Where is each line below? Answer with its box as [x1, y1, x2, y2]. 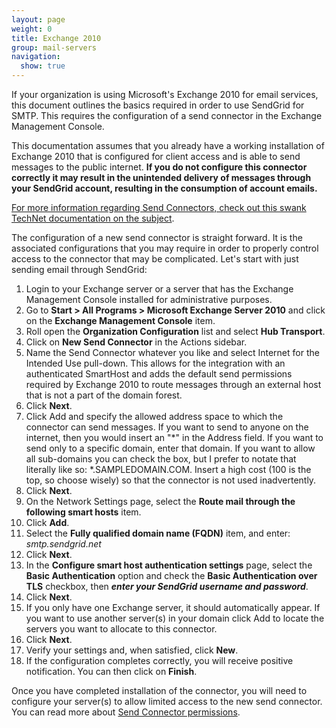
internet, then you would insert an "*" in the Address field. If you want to [25, 432, 324, 443]
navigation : [11, 52, 61, 62]
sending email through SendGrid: [11, 264, 148, 275]
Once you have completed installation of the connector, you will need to [11, 685, 308, 696]
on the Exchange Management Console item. [25, 315, 216, 326]
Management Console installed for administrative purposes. [25, 294, 273, 305]
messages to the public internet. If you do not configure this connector [11, 161, 308, 173]
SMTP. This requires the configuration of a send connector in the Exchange [11, 110, 323, 121]
